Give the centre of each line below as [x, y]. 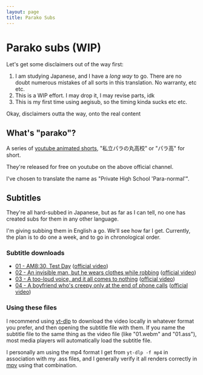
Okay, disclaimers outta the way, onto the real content [74, 114]
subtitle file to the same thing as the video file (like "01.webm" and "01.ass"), [101, 334]
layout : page [23, 12]
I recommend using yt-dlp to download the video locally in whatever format [100, 321]
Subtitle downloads [35, 253]
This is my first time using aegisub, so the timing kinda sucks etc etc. [101, 102]
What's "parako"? [41, 133]
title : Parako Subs [31, 18]
